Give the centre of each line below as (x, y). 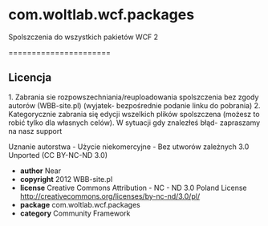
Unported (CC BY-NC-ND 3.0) (58, 155)
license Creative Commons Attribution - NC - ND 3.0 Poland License (133, 188)
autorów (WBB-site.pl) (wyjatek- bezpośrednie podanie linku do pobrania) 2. (134, 105)
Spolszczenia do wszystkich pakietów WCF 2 (83, 37)
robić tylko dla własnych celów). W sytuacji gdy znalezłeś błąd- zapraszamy (134, 123)
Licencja (30, 78)
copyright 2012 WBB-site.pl (66, 179)
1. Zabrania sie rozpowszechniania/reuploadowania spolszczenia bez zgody (134, 97)
